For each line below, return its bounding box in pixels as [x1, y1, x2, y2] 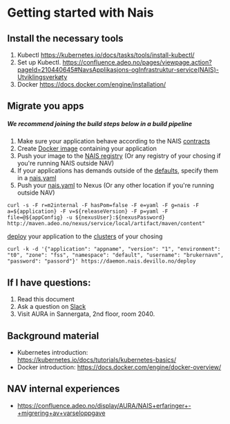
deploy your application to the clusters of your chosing [7, 232, 163, 240]
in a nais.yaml [17, 174, 57, 182]
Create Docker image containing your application [17, 144, 157, 153]
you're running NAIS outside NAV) [17, 159, 115, 168]
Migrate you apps [7, 100, 84, 112]
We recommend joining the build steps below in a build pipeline [7, 119, 192, 127]
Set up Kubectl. [17, 58, 61, 67]
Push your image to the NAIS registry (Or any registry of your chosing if [17, 152, 221, 160]
